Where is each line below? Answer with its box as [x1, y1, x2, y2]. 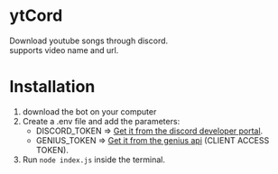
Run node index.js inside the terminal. [22, 154, 165, 165]
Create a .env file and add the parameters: [22, 115, 181, 126]
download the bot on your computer [22, 105, 157, 117]
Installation [9, 77, 96, 97]
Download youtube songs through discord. [9, 35, 169, 46]
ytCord [9, 5, 63, 26]
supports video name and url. [9, 44, 119, 55]
